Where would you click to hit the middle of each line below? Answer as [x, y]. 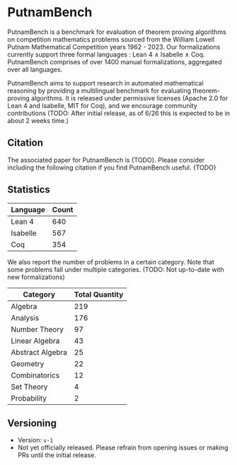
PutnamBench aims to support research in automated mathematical [105, 83]
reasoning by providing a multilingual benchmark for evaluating [99, 90]
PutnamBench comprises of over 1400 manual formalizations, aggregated [115, 61]
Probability [29, 398]
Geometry [28, 363]
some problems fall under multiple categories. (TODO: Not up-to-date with [116, 269]
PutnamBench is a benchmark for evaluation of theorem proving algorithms [117, 32]
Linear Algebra [35, 341]
